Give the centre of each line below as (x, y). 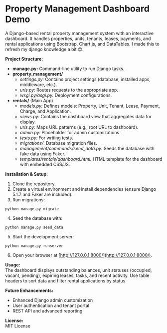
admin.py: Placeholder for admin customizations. (70, 132)
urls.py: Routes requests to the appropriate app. (69, 90)
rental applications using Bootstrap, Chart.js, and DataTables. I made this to (82, 44)
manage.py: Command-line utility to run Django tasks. (68, 69)
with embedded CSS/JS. (45, 164)
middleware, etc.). (38, 84)
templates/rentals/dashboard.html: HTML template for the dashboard (91, 159)
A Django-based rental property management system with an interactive (79, 33)
